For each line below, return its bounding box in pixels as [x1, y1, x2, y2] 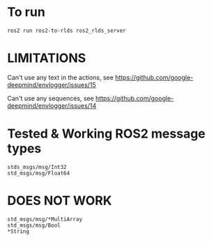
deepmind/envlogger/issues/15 [7, 81, 96, 89]
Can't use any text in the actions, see [7, 73, 114, 81]
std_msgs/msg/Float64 [7, 170, 70, 177]
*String [7, 227, 30, 235]
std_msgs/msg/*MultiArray [7, 216, 82, 223]
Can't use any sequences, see [7, 94, 94, 102]
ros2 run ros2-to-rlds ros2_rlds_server [7, 27, 127, 34]
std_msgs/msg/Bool [7, 222, 61, 229]
